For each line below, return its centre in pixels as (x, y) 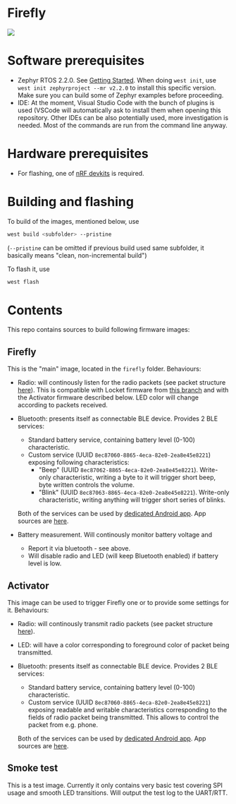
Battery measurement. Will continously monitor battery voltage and (115, 535)
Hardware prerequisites (78, 154)
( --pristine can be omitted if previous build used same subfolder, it (106, 248)
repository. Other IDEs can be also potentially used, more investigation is (123, 117)
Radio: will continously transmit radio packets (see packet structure (115, 624)
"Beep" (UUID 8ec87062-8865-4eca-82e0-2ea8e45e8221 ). (118, 470)
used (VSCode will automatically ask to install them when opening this (119, 110)
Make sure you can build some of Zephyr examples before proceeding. (120, 95)
